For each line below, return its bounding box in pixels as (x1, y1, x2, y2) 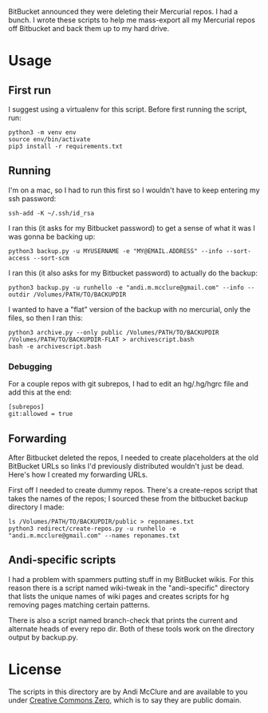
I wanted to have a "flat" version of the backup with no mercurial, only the (8, 304, 251, 314)
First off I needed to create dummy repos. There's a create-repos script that (8, 485, 258, 494)
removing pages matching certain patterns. (8, 600, 151, 609)
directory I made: (8, 502, 65, 512)
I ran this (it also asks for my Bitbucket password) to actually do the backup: (8, 267, 258, 278)
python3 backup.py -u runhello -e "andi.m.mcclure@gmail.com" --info (8, 283, 245, 291)
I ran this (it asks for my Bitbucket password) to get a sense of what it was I (8, 223, 255, 232)
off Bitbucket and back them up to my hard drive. (8, 24, 170, 33)
